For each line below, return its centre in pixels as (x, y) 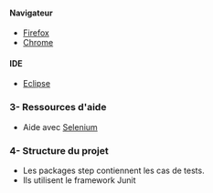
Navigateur (31, 13)
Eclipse (37, 84)
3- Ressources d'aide (58, 107)
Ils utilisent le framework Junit (79, 180)
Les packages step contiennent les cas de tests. (113, 170)
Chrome (38, 43)
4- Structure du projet (59, 150)
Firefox (36, 33)
